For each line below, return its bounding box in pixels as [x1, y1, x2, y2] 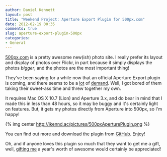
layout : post [5, 12, 33, 17]
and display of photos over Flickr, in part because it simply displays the [5, 59, 152, 66]
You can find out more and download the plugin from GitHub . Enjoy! [5, 131, 145, 137]
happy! [5, 111, 20, 117]
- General [5, 40, 26, 45]
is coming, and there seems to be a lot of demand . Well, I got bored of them [5, 80, 162, 86]
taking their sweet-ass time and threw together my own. [5, 85, 121, 91]
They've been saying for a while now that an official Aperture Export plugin [5, 74, 160, 81]
